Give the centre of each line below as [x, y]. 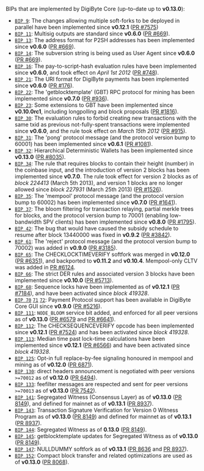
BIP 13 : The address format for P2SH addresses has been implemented [104, 40]
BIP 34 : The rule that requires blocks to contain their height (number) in [104, 163]
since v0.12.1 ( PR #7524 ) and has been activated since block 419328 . [102, 332]
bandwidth [28, 222]
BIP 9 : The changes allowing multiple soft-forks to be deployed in [97, 20]
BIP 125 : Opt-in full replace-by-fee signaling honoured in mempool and [104, 358]
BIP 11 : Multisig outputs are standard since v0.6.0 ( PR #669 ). [92, 34]
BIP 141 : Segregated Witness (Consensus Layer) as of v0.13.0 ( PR [98, 397]
